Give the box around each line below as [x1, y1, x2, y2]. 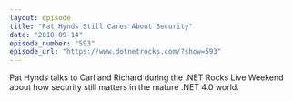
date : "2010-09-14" [9, 30, 84, 39]
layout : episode [9, 13, 71, 23]
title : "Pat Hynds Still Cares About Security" [9, 22, 194, 31]
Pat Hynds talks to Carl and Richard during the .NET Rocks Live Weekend [9, 72, 284, 83]
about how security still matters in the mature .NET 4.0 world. [9, 82, 239, 93]
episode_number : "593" [9, 38, 96, 48]
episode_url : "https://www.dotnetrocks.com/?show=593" [9, 47, 222, 56]
